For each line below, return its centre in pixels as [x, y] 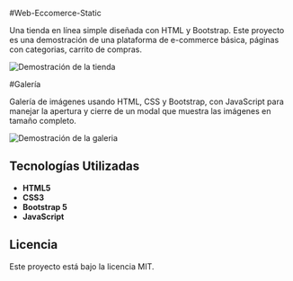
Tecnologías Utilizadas [75, 167]
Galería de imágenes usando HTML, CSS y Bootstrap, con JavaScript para [147, 101]
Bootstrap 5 [44, 206]
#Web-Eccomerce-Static [55, 13]
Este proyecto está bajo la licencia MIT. [82, 266]
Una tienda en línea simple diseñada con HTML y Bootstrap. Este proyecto [147, 30]
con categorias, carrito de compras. [75, 49]
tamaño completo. [43, 121]
